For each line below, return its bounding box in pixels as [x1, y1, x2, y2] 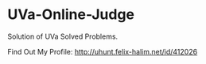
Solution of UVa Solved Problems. [7, 32, 119, 41]
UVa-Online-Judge [7, 6, 135, 24]
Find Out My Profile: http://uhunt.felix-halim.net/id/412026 [7, 47, 198, 56]
